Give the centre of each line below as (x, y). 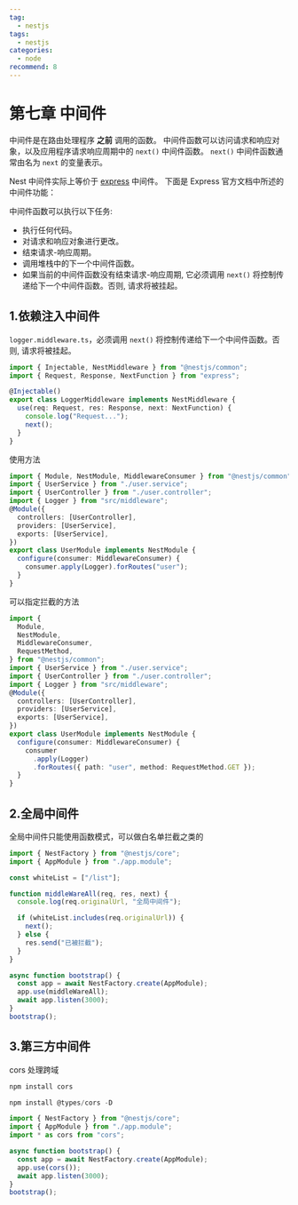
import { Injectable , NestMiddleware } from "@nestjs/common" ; (129, 367)
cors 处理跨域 (34, 1069)
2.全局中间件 (44, 814)
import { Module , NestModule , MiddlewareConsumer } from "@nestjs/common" (150, 476)
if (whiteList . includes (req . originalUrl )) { (101, 918)
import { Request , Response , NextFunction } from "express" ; (125, 375)
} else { (33, 935)
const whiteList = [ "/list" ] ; (65, 878)
